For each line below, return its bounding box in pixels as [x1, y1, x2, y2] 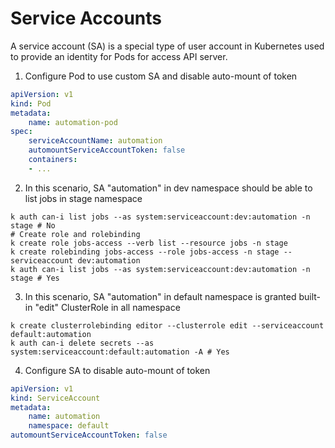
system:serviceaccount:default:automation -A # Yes [10, 347, 230, 357]
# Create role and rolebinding [10, 229, 141, 239]
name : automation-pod [28, 117, 118, 127]
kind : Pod [10, 98, 52, 109]
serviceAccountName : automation [28, 136, 163, 146]
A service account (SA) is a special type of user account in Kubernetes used [10, 40, 325, 52]
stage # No [10, 220, 56, 231]
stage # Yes [10, 273, 60, 283]
